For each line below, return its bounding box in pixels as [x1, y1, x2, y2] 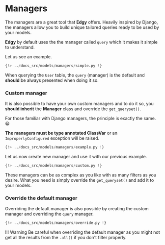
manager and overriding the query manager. [5, 211, 94, 217]
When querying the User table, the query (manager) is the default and [5, 72, 145, 78]
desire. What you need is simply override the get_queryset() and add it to [5, 177, 154, 183]
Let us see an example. [5, 53, 52, 59]
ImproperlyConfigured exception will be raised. [5, 135, 100, 141]
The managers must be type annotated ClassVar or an [5, 130, 118, 136]
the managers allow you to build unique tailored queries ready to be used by [5, 24, 160, 30]
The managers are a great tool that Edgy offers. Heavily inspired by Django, [5, 19, 158, 25]
